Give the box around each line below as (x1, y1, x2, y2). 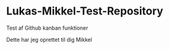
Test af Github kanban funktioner (6, 24, 89, 31)
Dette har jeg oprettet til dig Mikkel (6, 36, 92, 43)
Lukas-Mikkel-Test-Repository (6, 4, 164, 18)
